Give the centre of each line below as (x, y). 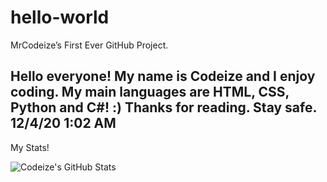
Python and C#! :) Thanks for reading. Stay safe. (163, 107)
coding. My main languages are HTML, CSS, (150, 92)
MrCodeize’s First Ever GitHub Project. (89, 45)
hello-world (60, 17)
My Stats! (30, 147)
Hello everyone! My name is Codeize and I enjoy (163, 76)
